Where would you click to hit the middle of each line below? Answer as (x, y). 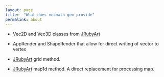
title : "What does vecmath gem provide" (50, 15)
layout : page (19, 10)
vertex (19, 49)
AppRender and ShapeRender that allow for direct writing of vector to (86, 44)
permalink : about (24, 19)
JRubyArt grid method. (37, 59)
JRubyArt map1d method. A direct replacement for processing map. (84, 69)
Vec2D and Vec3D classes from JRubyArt (56, 34)
